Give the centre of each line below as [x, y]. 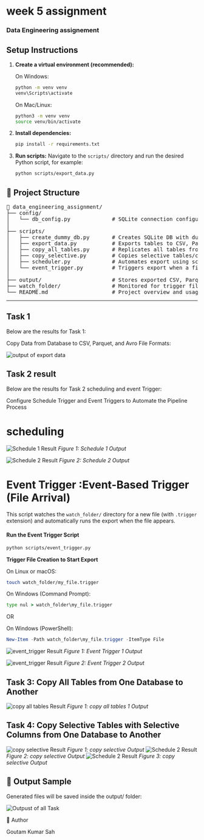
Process [17, 407]
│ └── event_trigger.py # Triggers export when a [98, 268]
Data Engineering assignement [53, 30]
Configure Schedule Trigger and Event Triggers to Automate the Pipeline [97, 400]
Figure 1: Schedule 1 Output [92, 448]
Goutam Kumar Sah [31, 831]
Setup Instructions [42, 50]
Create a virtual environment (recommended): [75, 64]
